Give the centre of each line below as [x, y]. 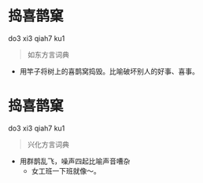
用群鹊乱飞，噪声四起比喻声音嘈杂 [75, 161]
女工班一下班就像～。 [66, 170]
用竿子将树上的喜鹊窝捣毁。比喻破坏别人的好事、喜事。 [109, 71]
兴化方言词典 [48, 144]
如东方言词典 [48, 54]
